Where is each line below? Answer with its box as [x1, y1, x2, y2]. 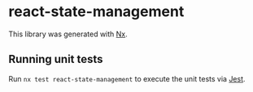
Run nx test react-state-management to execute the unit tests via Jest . [8, 73, 246, 83]
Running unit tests [8, 52, 103, 66]
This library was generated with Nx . [8, 29, 128, 39]
